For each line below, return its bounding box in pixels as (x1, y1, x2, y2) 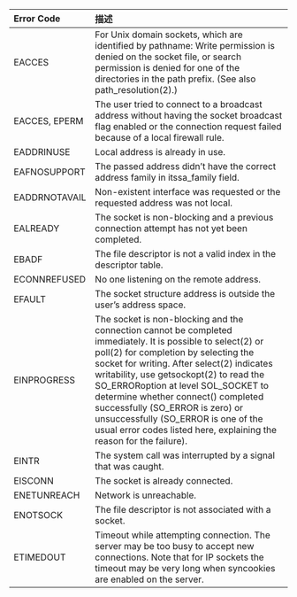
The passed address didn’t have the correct (95, 160, 277, 172)
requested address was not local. (95, 197, 232, 209)
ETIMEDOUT (13, 551, 66, 563)
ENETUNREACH (13, 489, 80, 501)
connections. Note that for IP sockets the (95, 551, 264, 563)
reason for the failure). (95, 435, 188, 446)
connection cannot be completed (95, 324, 232, 336)
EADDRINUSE (13, 146, 71, 158)
